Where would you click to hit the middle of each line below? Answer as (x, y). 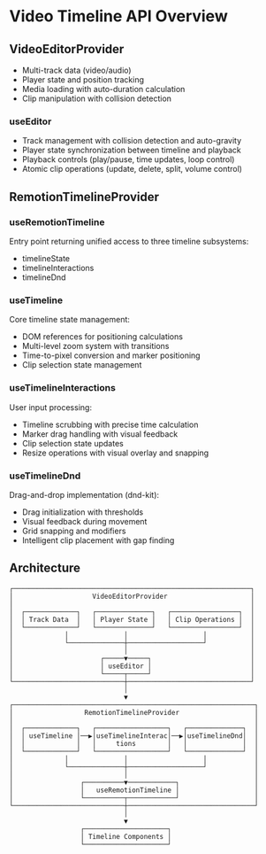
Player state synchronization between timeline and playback (131, 150)
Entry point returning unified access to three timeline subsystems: (129, 241)
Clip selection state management (82, 365)
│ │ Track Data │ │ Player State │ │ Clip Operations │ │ (132, 619)
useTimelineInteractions (63, 388)
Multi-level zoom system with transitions (95, 346)
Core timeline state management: (70, 320)
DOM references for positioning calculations (103, 337)
